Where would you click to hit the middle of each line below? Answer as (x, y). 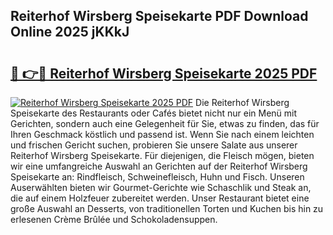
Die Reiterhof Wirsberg (242, 102)
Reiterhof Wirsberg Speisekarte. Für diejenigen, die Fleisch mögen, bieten (162, 155)
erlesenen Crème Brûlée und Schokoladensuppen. (114, 219)
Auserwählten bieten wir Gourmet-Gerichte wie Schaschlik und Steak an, (161, 187)
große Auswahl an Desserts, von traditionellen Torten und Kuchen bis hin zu (167, 208)
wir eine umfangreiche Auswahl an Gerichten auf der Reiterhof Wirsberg (159, 166)
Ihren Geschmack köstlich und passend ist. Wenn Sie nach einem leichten (162, 134)
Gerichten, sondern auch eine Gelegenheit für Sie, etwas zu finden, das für (165, 123)
